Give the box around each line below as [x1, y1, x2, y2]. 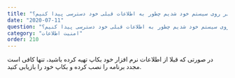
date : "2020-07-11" [7, 17, 64, 24]
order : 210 [7, 36, 39, 43]
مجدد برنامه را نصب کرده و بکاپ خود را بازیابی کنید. [7, 63, 142, 71]
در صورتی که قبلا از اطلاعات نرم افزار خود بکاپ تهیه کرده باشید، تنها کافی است [7, 55, 213, 63]
